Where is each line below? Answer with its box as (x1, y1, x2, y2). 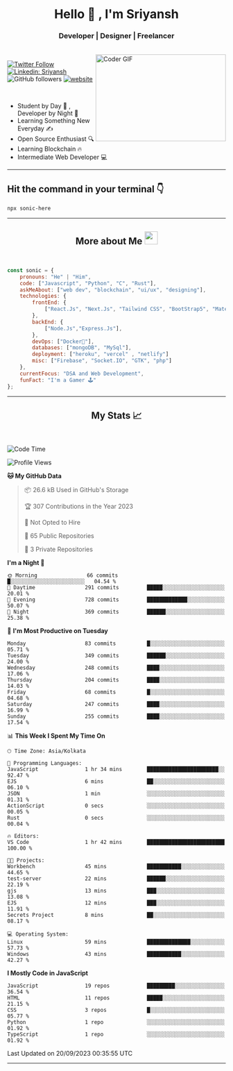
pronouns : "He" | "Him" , (19, 273, 92, 280)
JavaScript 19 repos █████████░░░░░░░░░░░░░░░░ (7, 982, 225, 990)
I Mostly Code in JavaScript (7, 969, 89, 977)
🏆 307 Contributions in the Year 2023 (24, 503, 134, 511)
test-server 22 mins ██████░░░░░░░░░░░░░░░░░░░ (7, 875, 225, 882)
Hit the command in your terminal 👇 (7, 183, 164, 195)
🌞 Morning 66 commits (7, 572, 119, 579)
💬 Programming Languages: (7, 760, 82, 767)
